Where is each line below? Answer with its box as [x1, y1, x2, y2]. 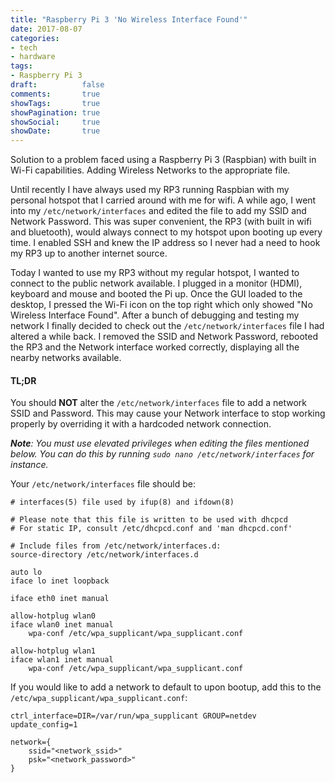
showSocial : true [10, 117, 101, 127]
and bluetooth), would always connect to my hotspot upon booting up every [10, 226, 323, 238]
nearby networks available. [10, 352, 122, 364]
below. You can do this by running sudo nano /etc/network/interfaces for [10, 448, 315, 460]
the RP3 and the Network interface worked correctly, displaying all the [10, 341, 300, 353]
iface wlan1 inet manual [10, 655, 114, 665]
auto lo [10, 567, 43, 578]
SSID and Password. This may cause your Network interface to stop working [10, 407, 326, 420]
